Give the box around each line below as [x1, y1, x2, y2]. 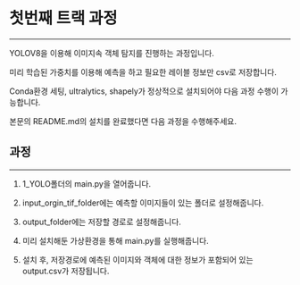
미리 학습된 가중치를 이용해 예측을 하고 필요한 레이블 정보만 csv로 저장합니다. [9, 66, 277, 77]
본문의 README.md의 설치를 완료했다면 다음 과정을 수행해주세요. [9, 115, 237, 126]
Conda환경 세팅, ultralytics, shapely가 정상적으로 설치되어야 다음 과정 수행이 [9, 86, 279, 96]
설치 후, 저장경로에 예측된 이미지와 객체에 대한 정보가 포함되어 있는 [21, 254, 254, 264]
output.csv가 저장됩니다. [21, 265, 110, 276]
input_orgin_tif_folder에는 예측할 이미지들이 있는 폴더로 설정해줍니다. [21, 197, 264, 208]
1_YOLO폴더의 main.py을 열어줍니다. [21, 178, 152, 189]
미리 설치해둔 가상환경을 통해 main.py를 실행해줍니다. [21, 235, 210, 246]
